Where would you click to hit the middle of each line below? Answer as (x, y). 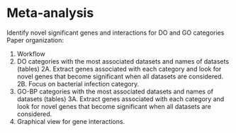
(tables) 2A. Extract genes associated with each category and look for (119, 69)
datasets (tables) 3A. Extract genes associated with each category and (120, 99)
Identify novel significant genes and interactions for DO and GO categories (116, 33)
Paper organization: (35, 40)
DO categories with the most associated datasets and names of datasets (123, 61)
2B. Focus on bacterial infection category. (78, 83)
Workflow (31, 54)
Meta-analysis (50, 13)
